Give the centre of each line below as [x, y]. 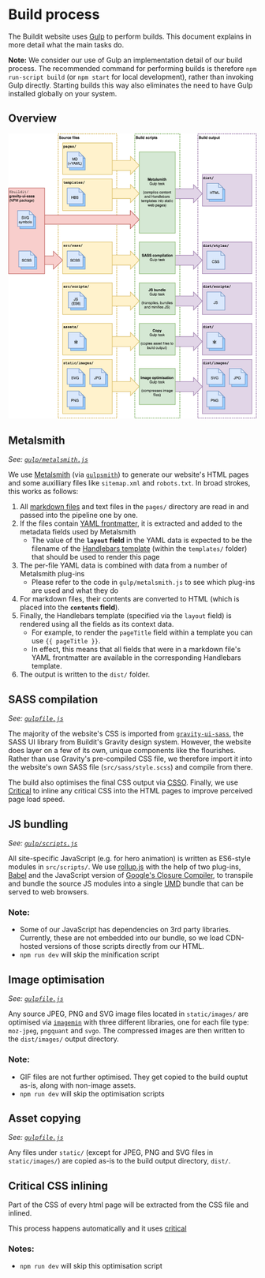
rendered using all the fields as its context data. [97, 624]
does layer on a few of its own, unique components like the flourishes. [122, 751]
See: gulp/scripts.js [43, 843]
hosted [31, 946]
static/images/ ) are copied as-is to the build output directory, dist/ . [119, 1161]
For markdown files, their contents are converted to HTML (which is [129, 599]
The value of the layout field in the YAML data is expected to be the [142, 540]
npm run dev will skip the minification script [89, 955]
